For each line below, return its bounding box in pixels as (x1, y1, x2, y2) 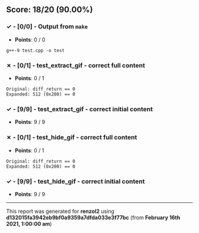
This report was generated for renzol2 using (6, 208, 114, 215)
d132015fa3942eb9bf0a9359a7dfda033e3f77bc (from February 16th (6, 213, 181, 221)
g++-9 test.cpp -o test (6, 47, 65, 53)
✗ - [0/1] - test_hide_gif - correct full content (6, 133, 137, 142)
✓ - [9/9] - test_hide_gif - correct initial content (6, 177, 145, 186)
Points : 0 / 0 (14, 36, 46, 43)
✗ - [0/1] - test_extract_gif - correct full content (6, 61, 145, 69)
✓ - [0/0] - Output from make (6, 23, 88, 31)
